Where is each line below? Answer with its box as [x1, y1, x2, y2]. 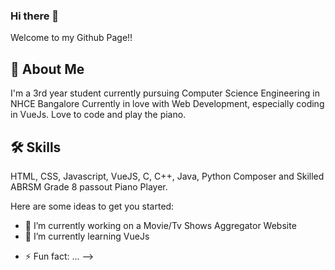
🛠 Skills [10, 139, 62, 156]
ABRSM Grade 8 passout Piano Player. [10, 180, 168, 193]
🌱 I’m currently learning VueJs [24, 230, 150, 242]
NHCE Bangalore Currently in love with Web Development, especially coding [10, 98, 325, 110]
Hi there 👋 [10, 9, 60, 23]
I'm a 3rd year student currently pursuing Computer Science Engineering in [10, 87, 320, 99]
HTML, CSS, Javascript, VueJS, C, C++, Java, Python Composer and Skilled [10, 170, 325, 182]
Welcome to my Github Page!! [10, 32, 133, 44]
